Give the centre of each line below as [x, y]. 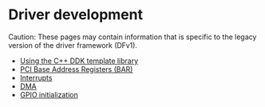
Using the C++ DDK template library [79, 61]
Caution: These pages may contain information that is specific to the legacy [132, 37]
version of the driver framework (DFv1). [73, 45]
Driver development [76, 15]
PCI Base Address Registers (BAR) [76, 69]
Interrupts [36, 77]
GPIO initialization [49, 94]
